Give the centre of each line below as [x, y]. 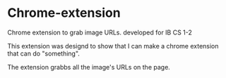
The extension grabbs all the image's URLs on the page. [89, 67]
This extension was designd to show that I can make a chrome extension [113, 46]
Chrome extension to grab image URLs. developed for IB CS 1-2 [100, 32]
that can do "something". [43, 53]
